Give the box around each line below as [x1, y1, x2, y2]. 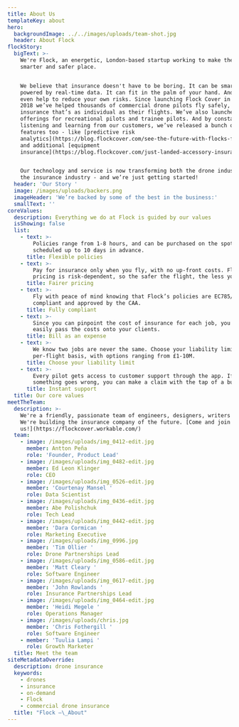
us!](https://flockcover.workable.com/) [20, 425, 142, 432]
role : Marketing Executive [26, 531, 107, 538]
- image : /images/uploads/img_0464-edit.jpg [20, 597, 154, 604]
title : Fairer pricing [26, 280, 94, 287]
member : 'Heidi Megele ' [26, 603, 100, 611]
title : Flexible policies [26, 253, 103, 260]
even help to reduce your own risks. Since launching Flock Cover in [20, 95, 231, 103]
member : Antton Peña [26, 445, 87, 452]
